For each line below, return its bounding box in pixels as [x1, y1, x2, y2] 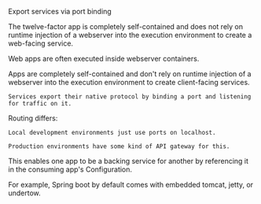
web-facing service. [8, 39, 73, 48]
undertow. [8, 188, 41, 198]
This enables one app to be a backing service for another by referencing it [8, 157, 249, 165]
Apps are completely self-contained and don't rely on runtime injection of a [8, 69, 252, 78]
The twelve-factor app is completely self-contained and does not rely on [8, 22, 244, 31]
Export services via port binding [8, 7, 112, 16]
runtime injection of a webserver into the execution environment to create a [8, 31, 252, 39]
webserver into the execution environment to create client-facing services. [8, 78, 250, 87]
